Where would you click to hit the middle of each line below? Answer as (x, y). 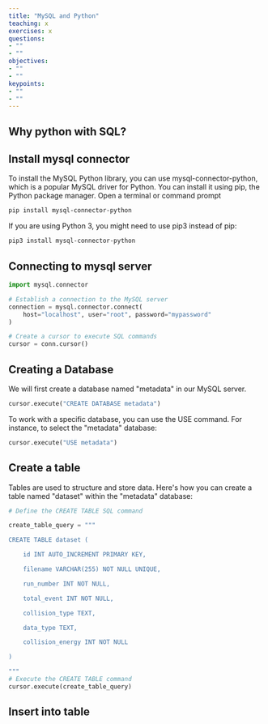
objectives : (28, 62)
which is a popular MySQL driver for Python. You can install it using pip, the (134, 187)
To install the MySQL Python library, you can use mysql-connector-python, (133, 178)
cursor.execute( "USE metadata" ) (63, 442)
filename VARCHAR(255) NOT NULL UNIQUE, (92, 569)
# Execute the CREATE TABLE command (70, 679)
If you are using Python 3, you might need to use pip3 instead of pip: (123, 226)
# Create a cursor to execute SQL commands (83, 337)
